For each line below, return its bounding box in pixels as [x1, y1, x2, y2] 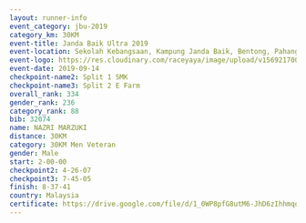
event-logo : [9, 56, 55, 65]
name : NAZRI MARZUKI [9, 124, 88, 133]
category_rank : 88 [9, 106, 79, 116]
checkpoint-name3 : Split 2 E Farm [9, 81, 141, 90]
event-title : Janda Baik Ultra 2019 [9, 38, 148, 48]
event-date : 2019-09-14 [9, 65, 100, 74]
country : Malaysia [9, 191, 79, 200]
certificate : [9, 199, 59, 209]
